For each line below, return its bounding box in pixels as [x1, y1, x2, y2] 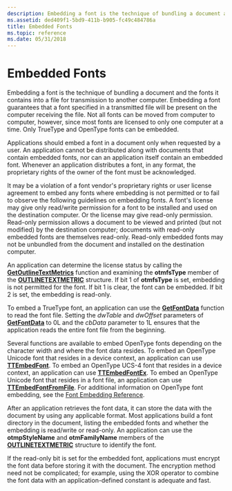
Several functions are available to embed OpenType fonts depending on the [7, 340, 222, 348]
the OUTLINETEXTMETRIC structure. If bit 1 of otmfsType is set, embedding [7, 276, 225, 284]
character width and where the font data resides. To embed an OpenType [7, 346, 216, 355]
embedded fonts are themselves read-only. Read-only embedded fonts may [7, 233, 224, 241]
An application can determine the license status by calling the [7, 261, 183, 270]
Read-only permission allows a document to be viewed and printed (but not [7, 219, 222, 227]
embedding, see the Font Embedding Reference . [7, 391, 145, 399]
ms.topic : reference [7, 29, 67, 37]
